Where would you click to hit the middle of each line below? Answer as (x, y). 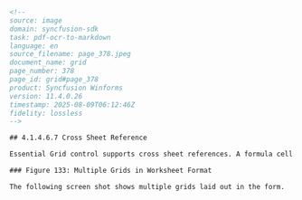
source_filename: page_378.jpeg (70, 54)
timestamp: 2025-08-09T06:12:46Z (72, 105)
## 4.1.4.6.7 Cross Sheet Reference (78, 138)
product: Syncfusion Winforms (66, 88)
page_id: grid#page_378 (54, 80)
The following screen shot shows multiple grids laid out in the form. (147, 186)
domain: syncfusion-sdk (54, 29)
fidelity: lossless (46, 113)
